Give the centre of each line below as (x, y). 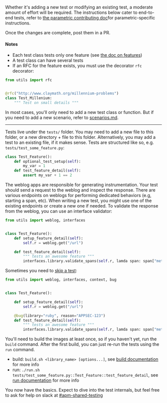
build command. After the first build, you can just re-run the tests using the (82, 344)
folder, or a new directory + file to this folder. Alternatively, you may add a (80, 137)
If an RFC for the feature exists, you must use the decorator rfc (77, 66)
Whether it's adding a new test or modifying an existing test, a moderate (79, 7)
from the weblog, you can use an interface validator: (59, 211)
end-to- (147, 12)
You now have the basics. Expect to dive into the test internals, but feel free (83, 390)
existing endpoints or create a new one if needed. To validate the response (82, 206)
